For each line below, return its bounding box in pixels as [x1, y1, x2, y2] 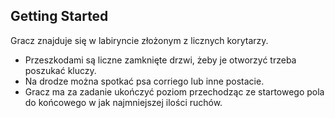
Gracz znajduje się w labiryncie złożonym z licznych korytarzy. [10, 34, 269, 46]
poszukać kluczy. [24, 64, 97, 76]
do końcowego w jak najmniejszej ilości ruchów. [24, 96, 223, 108]
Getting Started [10, 8, 109, 25]
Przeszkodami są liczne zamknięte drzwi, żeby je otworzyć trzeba [24, 54, 297, 66]
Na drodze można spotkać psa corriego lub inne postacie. [24, 75, 265, 87]
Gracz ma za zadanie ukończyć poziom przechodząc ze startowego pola [24, 85, 325, 98]
